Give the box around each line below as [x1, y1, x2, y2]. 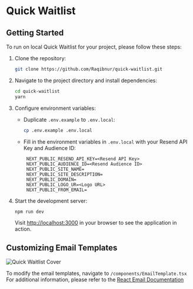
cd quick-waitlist [14, 88, 60, 94]
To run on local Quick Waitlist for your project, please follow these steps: [6, 43, 182, 50]
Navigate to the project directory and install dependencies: [14, 77, 157, 84]
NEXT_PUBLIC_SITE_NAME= [26, 166, 85, 172]
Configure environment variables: [14, 105, 96, 112]
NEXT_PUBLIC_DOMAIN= [26, 176, 76, 183]
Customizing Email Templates [6, 242, 118, 252]
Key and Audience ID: [23, 144, 76, 151]
